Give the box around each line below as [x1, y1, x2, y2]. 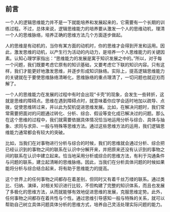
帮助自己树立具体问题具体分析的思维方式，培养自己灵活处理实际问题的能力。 [5, 201, 165, 207]
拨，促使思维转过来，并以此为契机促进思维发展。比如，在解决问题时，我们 [5, 104, 160, 110]
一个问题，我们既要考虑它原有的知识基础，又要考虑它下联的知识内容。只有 [5, 61, 160, 67]
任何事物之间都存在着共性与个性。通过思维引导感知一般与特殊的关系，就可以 [5, 195, 165, 201]
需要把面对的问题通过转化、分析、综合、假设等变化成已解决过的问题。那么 [9, 110, 165, 116]
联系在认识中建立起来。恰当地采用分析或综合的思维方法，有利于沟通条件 [14, 152, 165, 158]
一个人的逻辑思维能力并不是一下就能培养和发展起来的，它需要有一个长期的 [5, 19, 160, 25]
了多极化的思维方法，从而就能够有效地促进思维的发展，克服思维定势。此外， [5, 189, 165, 195]
